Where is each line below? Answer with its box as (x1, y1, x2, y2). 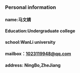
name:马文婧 (5, 17, 31, 22)
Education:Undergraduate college (5, 28, 76, 34)
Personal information (5, 4, 56, 11)
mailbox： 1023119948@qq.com (5, 51, 72, 57)
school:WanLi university (5, 39, 56, 45)
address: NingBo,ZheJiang (5, 62, 61, 68)
